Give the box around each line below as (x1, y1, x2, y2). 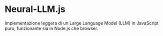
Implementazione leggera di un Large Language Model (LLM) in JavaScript (4, 20, 159, 26)
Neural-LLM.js (4, 3, 65, 15)
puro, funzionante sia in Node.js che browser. (4, 25, 98, 31)
